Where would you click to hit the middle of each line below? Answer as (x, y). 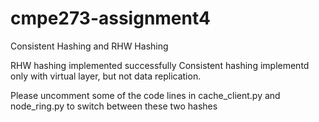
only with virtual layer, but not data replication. (106, 76)
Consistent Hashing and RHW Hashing (89, 46)
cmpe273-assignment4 (110, 18)
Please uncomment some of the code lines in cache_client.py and (145, 95)
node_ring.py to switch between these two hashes (114, 106)
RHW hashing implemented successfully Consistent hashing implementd (160, 65)
